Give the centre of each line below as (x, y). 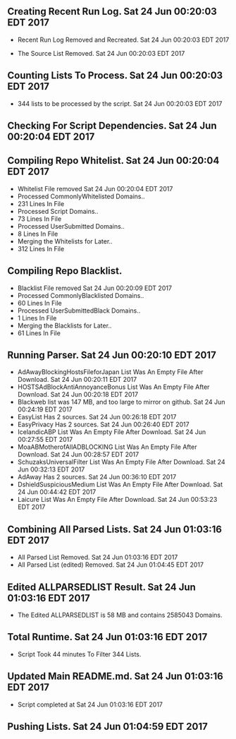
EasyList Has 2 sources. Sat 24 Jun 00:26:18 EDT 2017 (97, 417)
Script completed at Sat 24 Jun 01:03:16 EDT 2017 (90, 704)
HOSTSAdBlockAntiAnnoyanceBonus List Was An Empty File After (113, 387)
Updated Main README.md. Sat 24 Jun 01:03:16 (115, 677)
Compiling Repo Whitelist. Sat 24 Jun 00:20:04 (113, 161)
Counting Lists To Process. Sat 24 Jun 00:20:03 (115, 76)
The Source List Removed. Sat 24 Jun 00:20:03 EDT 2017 (101, 53)
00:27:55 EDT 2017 (45, 440)
